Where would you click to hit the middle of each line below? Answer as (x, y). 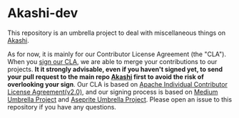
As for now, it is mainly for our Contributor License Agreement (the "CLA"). (117, 54)
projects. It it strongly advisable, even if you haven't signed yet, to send (115, 69)
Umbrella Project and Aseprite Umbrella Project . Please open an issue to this (120, 99)
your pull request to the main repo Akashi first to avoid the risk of (106, 77)
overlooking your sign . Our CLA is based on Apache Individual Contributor (118, 84)
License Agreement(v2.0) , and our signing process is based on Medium (113, 92)
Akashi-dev (43, 13)
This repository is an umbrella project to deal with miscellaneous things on (117, 33)
